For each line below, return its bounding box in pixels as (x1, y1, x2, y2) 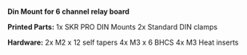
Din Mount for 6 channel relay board (7, 7, 129, 16)
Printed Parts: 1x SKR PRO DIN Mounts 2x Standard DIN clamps (7, 22, 217, 31)
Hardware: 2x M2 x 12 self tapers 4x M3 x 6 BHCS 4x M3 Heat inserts (7, 37, 239, 47)
